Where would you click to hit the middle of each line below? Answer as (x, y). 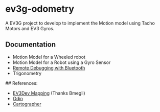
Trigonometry (27, 73)
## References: (21, 83)
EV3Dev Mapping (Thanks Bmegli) (49, 93)
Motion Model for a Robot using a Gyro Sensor (62, 62)
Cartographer (27, 104)
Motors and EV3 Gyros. (30, 28)
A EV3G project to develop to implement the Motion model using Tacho (80, 23)
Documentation (31, 45)
